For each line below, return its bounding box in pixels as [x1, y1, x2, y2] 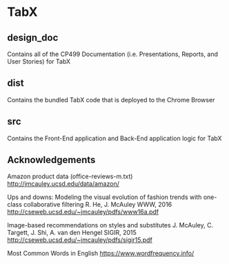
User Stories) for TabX [7, 57, 71, 66]
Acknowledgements [7, 154, 96, 166]
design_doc [7, 32, 59, 44]
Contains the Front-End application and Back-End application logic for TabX [7, 134, 222, 142]
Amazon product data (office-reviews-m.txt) [7, 172, 133, 180]
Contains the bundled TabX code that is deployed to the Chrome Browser [7, 95, 215, 104]
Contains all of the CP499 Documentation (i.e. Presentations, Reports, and [7, 50, 219, 58]
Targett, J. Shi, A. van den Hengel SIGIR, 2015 [7, 229, 137, 237]
